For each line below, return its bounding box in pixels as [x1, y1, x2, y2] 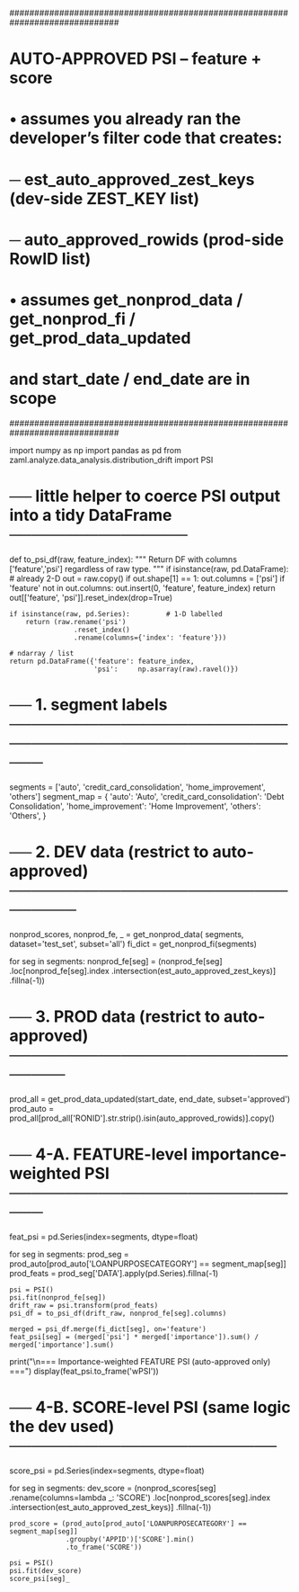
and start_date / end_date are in [9, 369, 251, 389]
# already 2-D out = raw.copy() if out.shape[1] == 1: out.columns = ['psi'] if [9, 573, 286, 584]
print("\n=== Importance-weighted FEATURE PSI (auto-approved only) [9, 1355, 271, 1366]
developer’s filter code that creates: [9, 128, 283, 148]
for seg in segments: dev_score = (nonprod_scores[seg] [9, 1482, 217, 1493]
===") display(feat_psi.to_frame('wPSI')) [9, 1365, 159, 1376]
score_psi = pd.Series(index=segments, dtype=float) [9, 1465, 205, 1476]
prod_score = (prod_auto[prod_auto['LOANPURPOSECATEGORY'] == [9, 1519, 247, 1528]
